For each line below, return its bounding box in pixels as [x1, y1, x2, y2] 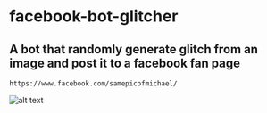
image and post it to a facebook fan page [9, 55, 241, 70]
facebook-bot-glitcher [9, 6, 179, 27]
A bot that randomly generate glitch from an [9, 42, 259, 57]
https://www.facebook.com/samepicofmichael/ [9, 79, 178, 88]
